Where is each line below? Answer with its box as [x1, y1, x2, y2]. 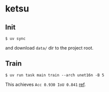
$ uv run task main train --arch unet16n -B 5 [5, 72, 104, 77]
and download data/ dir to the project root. [5, 45, 94, 50]
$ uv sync [5, 36, 26, 41]
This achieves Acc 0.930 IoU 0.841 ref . [5, 81, 86, 87]
